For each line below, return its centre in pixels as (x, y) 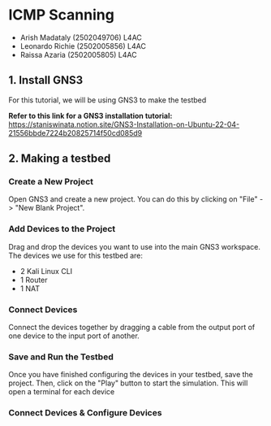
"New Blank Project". (50, 208)
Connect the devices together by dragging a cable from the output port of (132, 328)
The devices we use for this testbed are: (76, 255)
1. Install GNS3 (46, 80)
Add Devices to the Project (62, 229)
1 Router (34, 280)
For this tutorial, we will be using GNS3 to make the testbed (108, 100)
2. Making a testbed (60, 159)
